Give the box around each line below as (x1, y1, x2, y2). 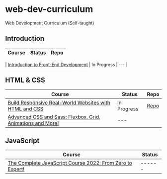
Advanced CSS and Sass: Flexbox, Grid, (7, 113, 101, 120)
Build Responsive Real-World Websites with (7, 99, 110, 106)
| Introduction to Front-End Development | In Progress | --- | (5, 61, 128, 68)
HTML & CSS (5, 76, 46, 85)
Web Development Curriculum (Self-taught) (5, 20, 94, 26)
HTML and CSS (7, 105, 44, 112)
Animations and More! (7, 119, 59, 126)
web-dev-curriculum (5, 3, 93, 15)
